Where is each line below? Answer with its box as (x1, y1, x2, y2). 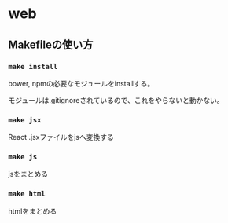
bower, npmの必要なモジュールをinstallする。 (8, 79, 155, 88)
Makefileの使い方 (8, 38, 94, 51)
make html (8, 189, 46, 199)
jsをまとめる (8, 170, 49, 179)
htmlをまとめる (8, 206, 57, 216)
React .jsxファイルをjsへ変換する (8, 133, 114, 142)
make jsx (8, 115, 42, 124)
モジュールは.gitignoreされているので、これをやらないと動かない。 (8, 95, 224, 104)
